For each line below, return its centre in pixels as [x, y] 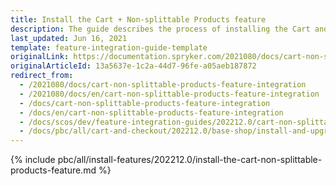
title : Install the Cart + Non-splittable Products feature [138, 19]
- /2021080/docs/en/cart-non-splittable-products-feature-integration [169, 94]
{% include [33, 160]
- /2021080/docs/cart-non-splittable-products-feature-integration [163, 85]
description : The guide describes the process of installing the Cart [160, 29]
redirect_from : [42, 76]
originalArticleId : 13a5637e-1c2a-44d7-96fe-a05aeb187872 [133, 66]
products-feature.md [53, 170]
